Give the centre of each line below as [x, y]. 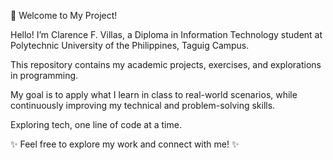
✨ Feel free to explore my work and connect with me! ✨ [125, 144]
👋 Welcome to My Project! [64, 15]
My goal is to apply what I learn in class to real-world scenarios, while [154, 94]
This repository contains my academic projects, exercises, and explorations [166, 64]
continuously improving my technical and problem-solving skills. [143, 105]
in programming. [44, 75]
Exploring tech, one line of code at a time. [96, 124]
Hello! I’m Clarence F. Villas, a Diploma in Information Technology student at [166, 34]
